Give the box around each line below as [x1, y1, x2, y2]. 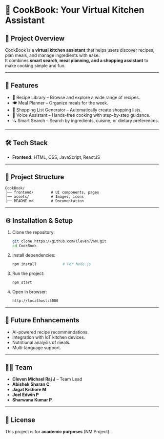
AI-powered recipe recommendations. [12, 329, 89, 335]
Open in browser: [12, 289, 47, 294]
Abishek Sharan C [12, 381, 50, 387]
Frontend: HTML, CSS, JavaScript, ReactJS [12, 154, 100, 160]
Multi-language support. [12, 344, 61, 351]
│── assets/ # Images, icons [5, 194, 84, 199]
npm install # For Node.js [12, 262, 91, 267]
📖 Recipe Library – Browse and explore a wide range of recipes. [12, 94, 140, 100]
